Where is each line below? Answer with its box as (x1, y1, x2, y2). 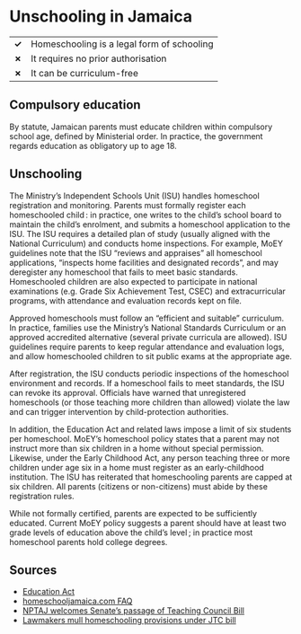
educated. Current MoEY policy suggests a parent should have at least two (9, 517, 287, 528)
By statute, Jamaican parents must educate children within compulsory (9, 121, 273, 132)
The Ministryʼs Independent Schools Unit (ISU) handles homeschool (9, 190, 261, 201)
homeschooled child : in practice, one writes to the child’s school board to (9, 209, 282, 220)
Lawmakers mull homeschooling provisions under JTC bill (22, 615, 236, 626)
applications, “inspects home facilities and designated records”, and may (9, 257, 279, 268)
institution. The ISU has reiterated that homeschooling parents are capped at (9, 471, 293, 482)
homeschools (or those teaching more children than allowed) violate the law (9, 397, 290, 408)
